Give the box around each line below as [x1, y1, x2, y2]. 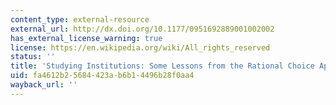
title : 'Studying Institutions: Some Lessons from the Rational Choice [10, 61, 315, 71]
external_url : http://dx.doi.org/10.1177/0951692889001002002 [10, 24, 275, 34]
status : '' [10, 52, 56, 62]
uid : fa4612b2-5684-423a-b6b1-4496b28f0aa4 [10, 71, 195, 81]
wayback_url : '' [10, 80, 78, 90]
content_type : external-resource [10, 14, 150, 25]
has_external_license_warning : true [10, 33, 163, 43]
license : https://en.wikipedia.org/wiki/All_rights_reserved [10, 42, 271, 53]
